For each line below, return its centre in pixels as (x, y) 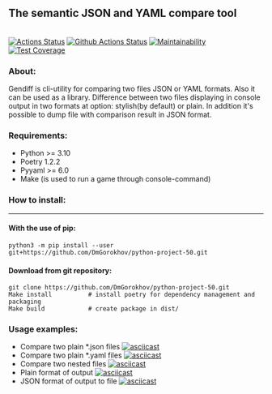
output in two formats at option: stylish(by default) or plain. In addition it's (131, 106)
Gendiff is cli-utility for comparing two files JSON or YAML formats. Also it (132, 89)
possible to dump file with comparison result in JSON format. (110, 115)
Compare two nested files (63, 364)
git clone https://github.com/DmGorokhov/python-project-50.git (119, 288)
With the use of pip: (42, 228)
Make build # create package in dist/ (94, 309)
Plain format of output (57, 373)
